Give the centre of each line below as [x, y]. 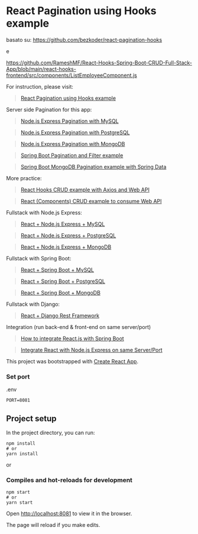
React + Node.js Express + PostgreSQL [68, 235]
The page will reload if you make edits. [53, 525]
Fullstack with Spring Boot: [39, 258]
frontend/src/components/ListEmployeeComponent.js [72, 75]
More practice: [24, 178]
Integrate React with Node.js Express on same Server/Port [91, 350]
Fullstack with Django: [33, 304]
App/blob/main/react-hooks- [41, 69]
